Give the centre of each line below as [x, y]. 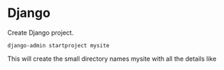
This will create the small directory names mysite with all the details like [112, 59]
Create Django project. [41, 33]
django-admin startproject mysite [59, 45]
